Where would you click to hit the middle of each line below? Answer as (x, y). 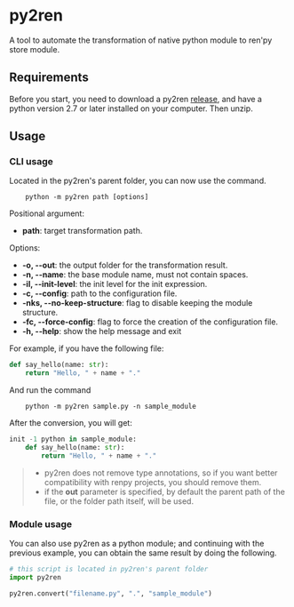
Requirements (49, 78)
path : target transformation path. (82, 231)
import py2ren (36, 577)
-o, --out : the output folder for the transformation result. (125, 265)
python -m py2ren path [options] (87, 197)
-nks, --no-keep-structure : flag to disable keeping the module (137, 303)
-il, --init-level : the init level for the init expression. (115, 284)
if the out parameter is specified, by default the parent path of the (165, 491)
